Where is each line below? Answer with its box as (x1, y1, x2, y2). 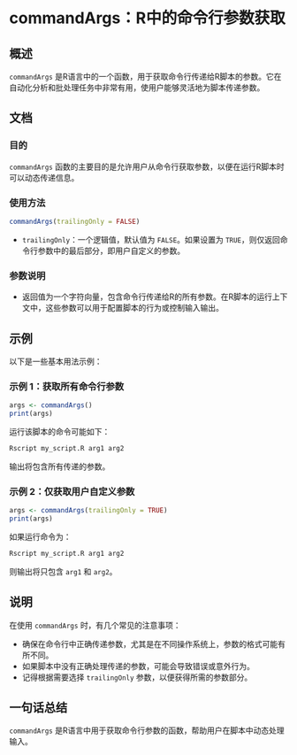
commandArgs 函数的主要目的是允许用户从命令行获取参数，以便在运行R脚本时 (9, 161, 285, 172)
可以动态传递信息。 (9, 172, 80, 182)
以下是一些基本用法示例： (9, 356, 103, 366)
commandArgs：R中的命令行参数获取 (9, 8, 286, 28)
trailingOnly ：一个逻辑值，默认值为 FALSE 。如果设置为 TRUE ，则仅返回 (21, 234, 281, 244)
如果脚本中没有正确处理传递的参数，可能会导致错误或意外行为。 (21, 660, 255, 671)
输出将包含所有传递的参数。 (9, 461, 110, 472)
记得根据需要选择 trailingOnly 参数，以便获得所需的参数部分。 (21, 672, 253, 682)
